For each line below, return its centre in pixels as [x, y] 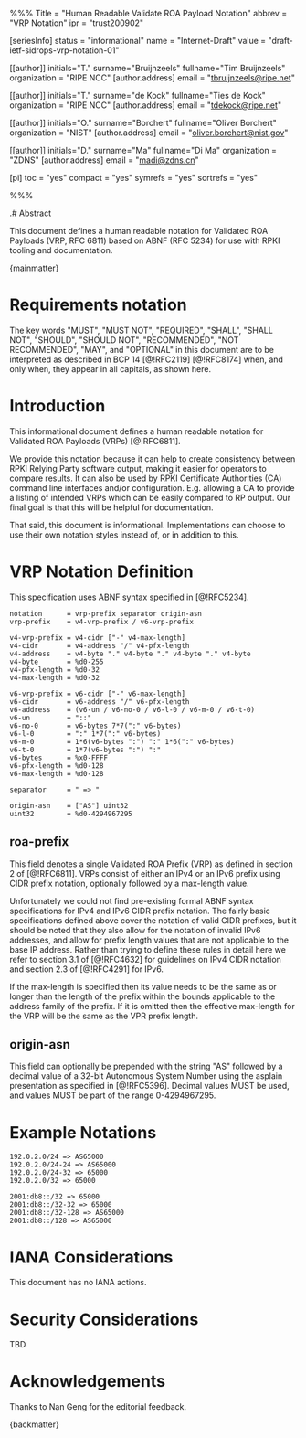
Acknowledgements [88, 1382]
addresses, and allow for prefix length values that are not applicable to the [149, 940]
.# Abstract [31, 213]
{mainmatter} [34, 268]
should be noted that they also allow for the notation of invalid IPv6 [135, 930]
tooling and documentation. [61, 250]
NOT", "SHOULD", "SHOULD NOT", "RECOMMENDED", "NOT [124, 340]
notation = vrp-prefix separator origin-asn [106, 613]
